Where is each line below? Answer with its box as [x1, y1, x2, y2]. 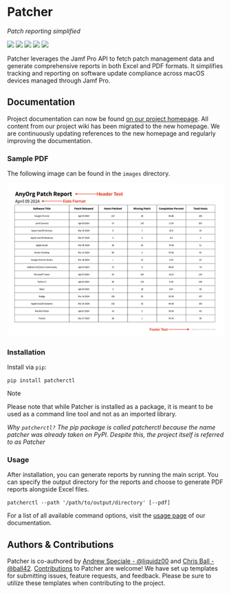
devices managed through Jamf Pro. [7, 76, 111, 85]
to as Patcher [7, 438, 46, 446]
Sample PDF [7, 153, 49, 163]
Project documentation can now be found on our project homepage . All [7, 114, 208, 123]
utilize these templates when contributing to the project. [7, 579, 166, 587]
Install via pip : [7, 363, 47, 372]
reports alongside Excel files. [7, 485, 89, 494]
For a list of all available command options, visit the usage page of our [7, 511, 206, 520]
